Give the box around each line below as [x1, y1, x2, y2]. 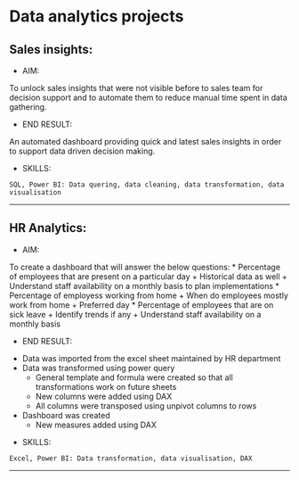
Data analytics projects [9, 6, 184, 27]
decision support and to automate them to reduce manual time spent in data [9, 92, 287, 103]
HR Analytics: [9, 220, 87, 236]
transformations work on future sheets [35, 381, 177, 392]
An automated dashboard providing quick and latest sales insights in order [9, 137, 282, 146]
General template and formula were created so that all [35, 372, 233, 383]
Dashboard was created [21, 410, 110, 420]
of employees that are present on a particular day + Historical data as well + [9, 270, 287, 282]
